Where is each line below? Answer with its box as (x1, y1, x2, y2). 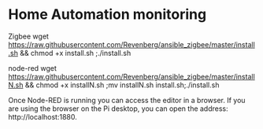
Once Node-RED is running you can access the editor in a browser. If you (8, 95, 246, 105)
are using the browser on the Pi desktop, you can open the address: (8, 104, 228, 113)
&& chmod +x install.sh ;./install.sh (19, 48, 131, 57)
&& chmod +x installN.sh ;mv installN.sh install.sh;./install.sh (24, 80, 220, 90)
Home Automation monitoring (8, 6, 207, 24)
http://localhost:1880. (8, 112, 77, 121)
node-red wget (8, 63, 57, 72)
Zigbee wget (8, 31, 50, 41)
